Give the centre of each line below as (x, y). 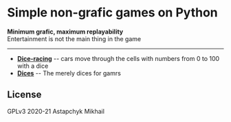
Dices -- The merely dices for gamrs (69, 73)
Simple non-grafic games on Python (112, 13)
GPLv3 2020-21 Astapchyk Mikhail (56, 111)
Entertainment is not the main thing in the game (74, 38)
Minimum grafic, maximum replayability (65, 32)
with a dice (33, 66)
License (24, 95)
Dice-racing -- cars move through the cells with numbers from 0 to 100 (118, 58)
